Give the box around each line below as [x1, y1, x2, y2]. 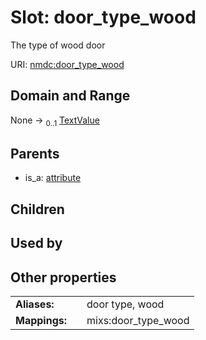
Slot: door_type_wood [10, 6, 197, 29]
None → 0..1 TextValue [10, 114, 100, 128]
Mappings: [15, 313, 68, 327]
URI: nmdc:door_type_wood [10, 58, 125, 70]
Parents [10, 145, 60, 162]
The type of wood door [10, 39, 106, 51]
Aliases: [15, 297, 55, 311]
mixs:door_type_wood [86, 313, 190, 327]
